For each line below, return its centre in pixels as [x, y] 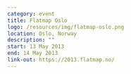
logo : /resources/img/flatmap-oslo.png [66, 27]
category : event [31, 14]
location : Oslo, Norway [42, 33]
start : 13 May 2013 [36, 47]
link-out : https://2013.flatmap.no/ [61, 60]
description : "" [31, 40]
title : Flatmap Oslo [38, 20]
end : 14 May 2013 [33, 54]
